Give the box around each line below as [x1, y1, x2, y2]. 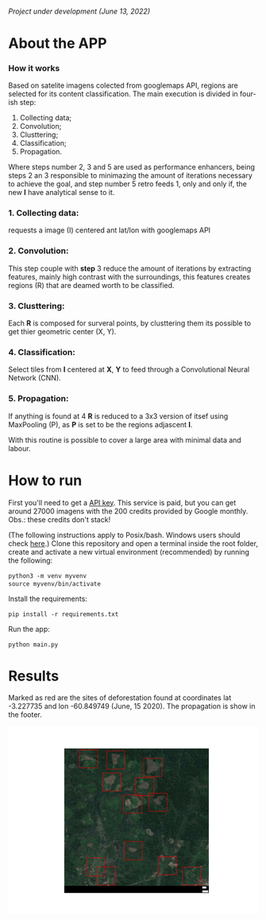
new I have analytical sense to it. [8, 188, 115, 197]
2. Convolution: [8, 245, 69, 256]
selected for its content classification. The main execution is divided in [8, 89, 238, 99]
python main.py [8, 641, 59, 649]
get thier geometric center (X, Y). [8, 326, 117, 336]
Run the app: [8, 624, 50, 633]
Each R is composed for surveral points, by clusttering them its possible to [8, 318, 252, 328]
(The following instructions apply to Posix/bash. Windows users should [8, 530, 241, 540]
